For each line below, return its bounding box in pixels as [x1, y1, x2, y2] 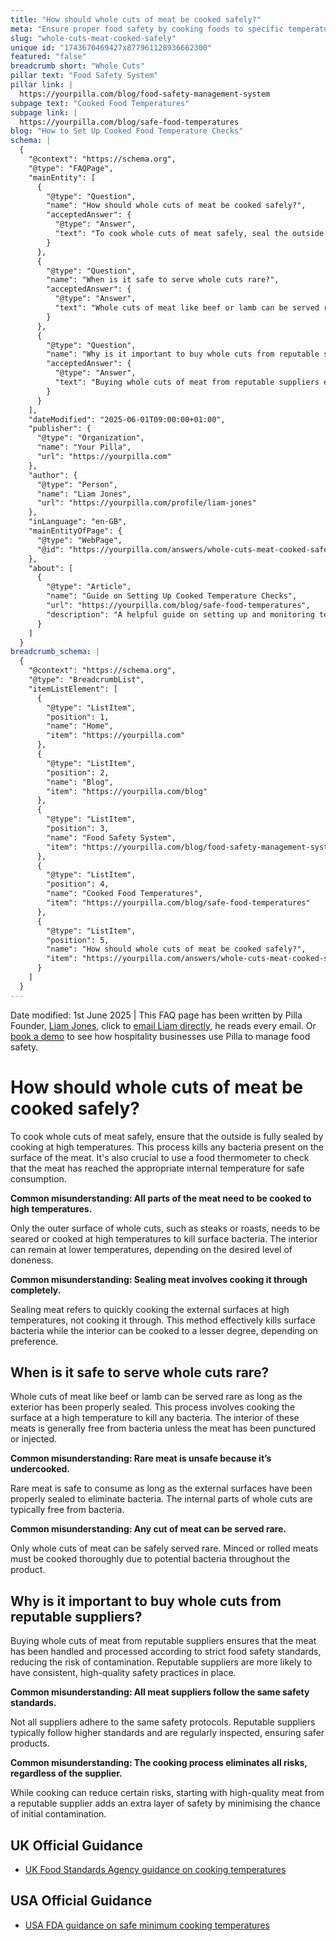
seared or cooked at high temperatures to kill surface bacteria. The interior [10, 1232, 318, 1245]
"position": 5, [46, 935, 110, 945]
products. [10, 1737, 50, 1750]
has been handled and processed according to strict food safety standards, [10, 1646, 322, 1658]
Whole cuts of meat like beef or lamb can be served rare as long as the [10, 1391, 303, 1403]
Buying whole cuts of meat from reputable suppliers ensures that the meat [10, 1635, 317, 1647]
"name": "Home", [46, 721, 114, 731]
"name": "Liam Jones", [36, 489, 132, 499]
